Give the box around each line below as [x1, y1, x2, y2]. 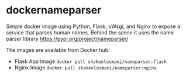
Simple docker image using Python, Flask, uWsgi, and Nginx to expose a [6, 23, 181, 30]
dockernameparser [6, 3, 102, 17]
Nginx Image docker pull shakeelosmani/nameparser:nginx [14, 64, 157, 71]
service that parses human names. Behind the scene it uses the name [6, 29, 174, 36]
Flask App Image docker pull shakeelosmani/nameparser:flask [14, 58, 167, 65]
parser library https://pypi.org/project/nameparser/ [6, 35, 129, 42]
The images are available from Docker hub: [6, 46, 110, 53]
